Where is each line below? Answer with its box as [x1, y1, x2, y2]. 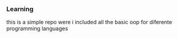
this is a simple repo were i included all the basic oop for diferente [6, 19, 172, 26]
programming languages [6, 25, 69, 32]
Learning [6, 5, 34, 13]
